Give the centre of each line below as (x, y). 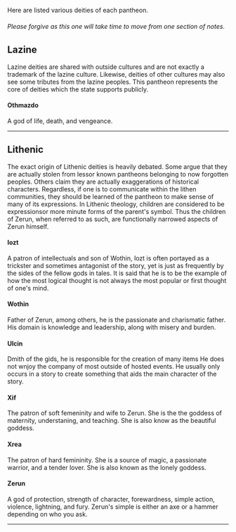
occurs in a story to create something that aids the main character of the (112, 374)
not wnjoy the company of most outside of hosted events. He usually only (114, 367)
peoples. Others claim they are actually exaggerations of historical (103, 182)
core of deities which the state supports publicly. (78, 89)
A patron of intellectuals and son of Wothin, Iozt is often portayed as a (108, 258)
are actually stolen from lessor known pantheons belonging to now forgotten (118, 174)
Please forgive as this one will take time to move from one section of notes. (116, 26)
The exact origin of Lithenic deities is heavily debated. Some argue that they (118, 166)
